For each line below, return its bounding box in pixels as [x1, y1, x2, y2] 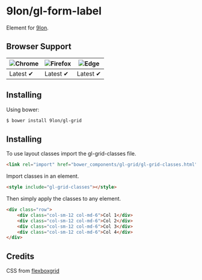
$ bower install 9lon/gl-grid [6, 117, 82, 124]
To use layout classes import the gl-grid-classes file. [6, 150, 136, 157]
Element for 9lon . [6, 24, 49, 31]
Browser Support [6, 41, 72, 52]
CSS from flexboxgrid [6, 267, 60, 275]
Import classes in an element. [6, 172, 79, 180]
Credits [6, 251, 35, 261]
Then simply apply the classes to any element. [6, 195, 121, 202]
